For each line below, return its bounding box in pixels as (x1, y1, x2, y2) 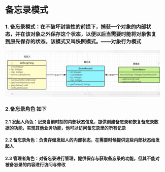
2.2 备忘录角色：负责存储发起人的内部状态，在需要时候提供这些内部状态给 (5, 137, 156, 143)
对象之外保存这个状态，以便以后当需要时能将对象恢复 (30, 31, 157, 37)
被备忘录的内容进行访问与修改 (5, 161, 66, 168)
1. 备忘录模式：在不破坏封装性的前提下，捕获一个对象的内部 (5, 23, 146, 30)
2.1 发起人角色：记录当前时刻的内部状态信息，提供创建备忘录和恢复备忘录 (5, 119, 154, 125)
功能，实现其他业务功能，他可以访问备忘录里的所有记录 (13, 125, 126, 131)
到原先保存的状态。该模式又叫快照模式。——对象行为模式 (5, 38, 141, 45)
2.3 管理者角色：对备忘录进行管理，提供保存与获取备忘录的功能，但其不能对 (5, 155, 160, 161)
